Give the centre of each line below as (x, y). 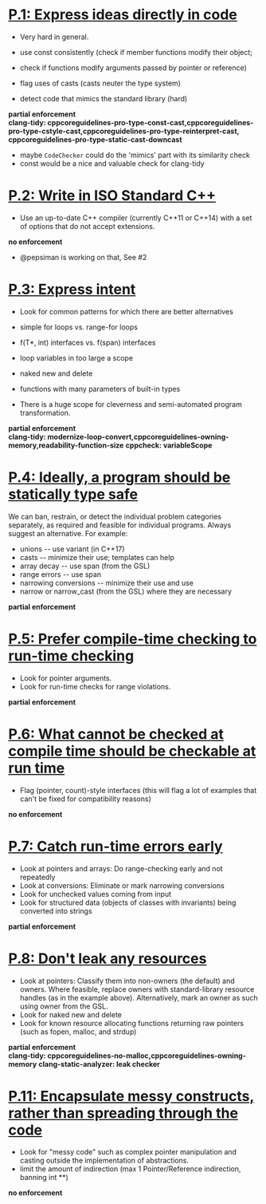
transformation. (45, 413)
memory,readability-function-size (66, 445)
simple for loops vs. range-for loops (78, 327)
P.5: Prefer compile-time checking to (133, 639)
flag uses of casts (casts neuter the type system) (100, 83)
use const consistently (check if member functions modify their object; (136, 52)
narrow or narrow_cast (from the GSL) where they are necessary (126, 591)
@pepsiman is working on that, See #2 (83, 257)
